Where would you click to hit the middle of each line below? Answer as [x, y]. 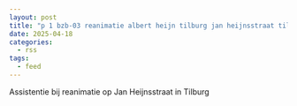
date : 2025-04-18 [41, 34]
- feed [29, 67]
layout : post [33, 17]
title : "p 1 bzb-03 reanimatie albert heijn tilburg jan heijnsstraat [142, 26]
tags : [19, 58]
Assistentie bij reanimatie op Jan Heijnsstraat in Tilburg [109, 91]
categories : [31, 42]
